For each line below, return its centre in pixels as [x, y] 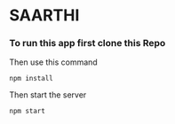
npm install [31, 79]
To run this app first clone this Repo [87, 43]
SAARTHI [44, 15]
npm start [28, 112]
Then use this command [53, 62]
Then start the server [48, 95]
